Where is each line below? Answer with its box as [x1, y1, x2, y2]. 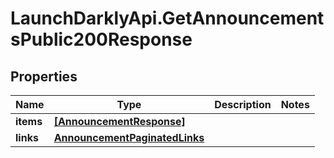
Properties [10, 68, 78, 85]
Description [214, 98, 272, 111]
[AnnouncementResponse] [53, 115, 186, 128]
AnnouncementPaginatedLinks [53, 131, 205, 144]
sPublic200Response [10, 28, 193, 51]
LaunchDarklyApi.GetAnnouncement [10, 7, 325, 30]
